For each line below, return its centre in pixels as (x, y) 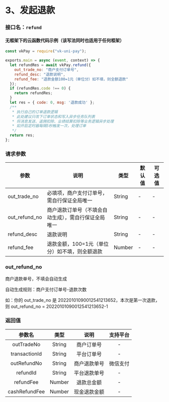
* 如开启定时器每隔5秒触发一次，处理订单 (49, 126)
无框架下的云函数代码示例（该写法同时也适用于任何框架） (65, 40)
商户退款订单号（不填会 (75, 210)
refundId (26, 372)
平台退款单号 (89, 373)
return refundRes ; (33, 93)
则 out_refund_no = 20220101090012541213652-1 (57, 306)
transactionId (26, 354)
